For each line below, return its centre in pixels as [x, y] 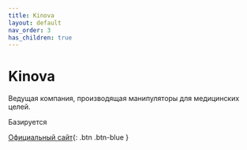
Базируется [28, 122]
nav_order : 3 [30, 30]
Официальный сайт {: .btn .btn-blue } [69, 137]
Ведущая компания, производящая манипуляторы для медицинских [124, 99]
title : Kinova [32, 15]
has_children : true [40, 37]
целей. [19, 107]
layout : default [35, 23]
